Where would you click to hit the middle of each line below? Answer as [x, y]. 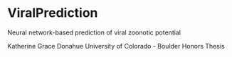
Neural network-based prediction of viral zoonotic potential [94, 32]
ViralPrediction [53, 13]
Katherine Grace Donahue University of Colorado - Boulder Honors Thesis [116, 46]
